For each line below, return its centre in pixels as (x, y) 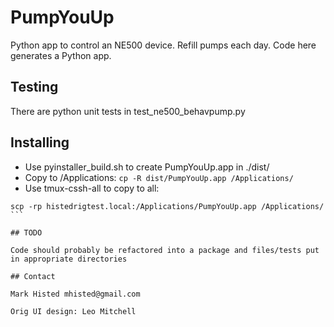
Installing (40, 142)
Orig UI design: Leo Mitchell (73, 311)
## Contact (33, 276)
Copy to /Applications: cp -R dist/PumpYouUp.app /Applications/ (159, 177)
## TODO (26, 232)
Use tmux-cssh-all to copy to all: (92, 188)
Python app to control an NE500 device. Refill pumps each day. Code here (163, 45)
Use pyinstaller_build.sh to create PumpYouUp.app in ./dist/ (147, 167)
